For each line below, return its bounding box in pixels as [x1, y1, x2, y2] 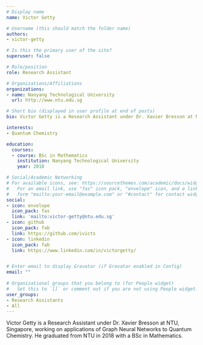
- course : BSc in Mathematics [11, 152, 88, 159]
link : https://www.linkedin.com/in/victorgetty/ [11, 247, 137, 253]
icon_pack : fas [11, 208, 50, 214]
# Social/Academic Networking [6, 174, 83, 181]
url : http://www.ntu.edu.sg [11, 97, 83, 103]
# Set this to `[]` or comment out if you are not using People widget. [6, 286, 199, 292]
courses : [11, 147, 34, 153]
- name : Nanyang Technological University [6, 92, 115, 98]
